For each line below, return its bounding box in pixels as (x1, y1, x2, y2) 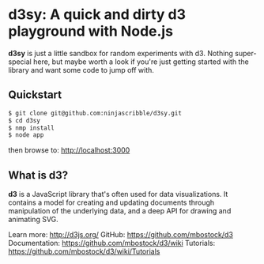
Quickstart (8, 89, 62, 102)
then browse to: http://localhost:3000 (8, 145, 130, 155)
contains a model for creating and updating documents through (8, 198, 215, 207)
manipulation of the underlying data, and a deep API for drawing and (8, 206, 232, 216)
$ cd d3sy (8, 116, 41, 124)
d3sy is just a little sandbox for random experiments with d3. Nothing (8, 48, 233, 58)
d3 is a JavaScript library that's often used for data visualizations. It (8, 190, 228, 199)
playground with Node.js (8, 22, 174, 40)
